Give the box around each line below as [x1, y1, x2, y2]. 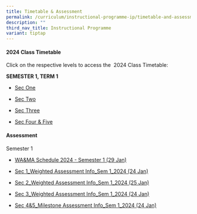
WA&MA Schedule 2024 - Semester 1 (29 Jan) [14, 156, 127, 163]
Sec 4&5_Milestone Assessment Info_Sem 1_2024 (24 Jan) [14, 202, 157, 209]
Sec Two [14, 96, 36, 103]
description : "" [6, 19, 46, 25]
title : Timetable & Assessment [6, 8, 83, 15]
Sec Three [14, 107, 40, 114]
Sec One [14, 84, 36, 91]
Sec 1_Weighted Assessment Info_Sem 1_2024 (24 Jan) [14, 168, 148, 175]
